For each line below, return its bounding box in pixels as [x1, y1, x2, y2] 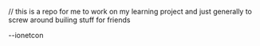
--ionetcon [8, 31, 44, 40]
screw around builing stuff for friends [8, 15, 131, 25]
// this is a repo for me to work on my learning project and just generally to [8, 7, 253, 16]
